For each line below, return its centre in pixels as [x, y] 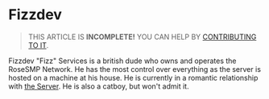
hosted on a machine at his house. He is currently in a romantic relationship [133, 77]
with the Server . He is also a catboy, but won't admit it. [99, 86]
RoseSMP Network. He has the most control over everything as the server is [135, 69]
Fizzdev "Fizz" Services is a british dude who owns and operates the [122, 61]
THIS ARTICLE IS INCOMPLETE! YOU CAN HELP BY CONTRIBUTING [142, 37]
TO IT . [38, 45]
